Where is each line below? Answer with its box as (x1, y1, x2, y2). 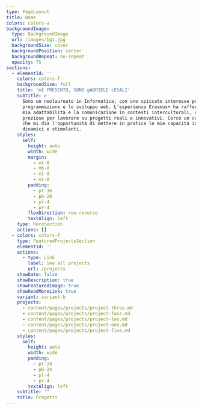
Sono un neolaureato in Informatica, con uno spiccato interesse (22, 98, 189, 104)
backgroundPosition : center (11, 48, 82, 54)
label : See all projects (28, 260, 90, 266)
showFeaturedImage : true (17, 283, 79, 289)
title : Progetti (17, 394, 58, 400)
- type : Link (22, 255, 55, 261)
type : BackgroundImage (11, 31, 69, 37)
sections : (6, 64, 31, 71)
